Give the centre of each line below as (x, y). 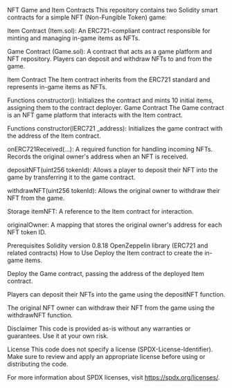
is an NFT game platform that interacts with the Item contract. (95, 115)
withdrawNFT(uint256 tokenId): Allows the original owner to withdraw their (114, 191)
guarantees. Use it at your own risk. (58, 336)
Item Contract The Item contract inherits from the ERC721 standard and (109, 80)
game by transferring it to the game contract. (71, 177)
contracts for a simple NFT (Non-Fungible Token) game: (87, 17)
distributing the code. (38, 364)
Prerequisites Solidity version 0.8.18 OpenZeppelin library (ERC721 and (108, 246)
